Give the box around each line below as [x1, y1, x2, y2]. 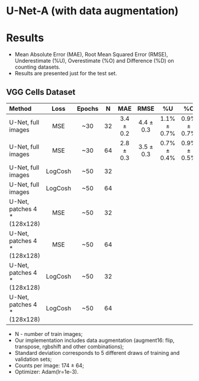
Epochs [76, 104, 99, 113]
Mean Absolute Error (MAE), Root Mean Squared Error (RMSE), [14, 51, 168, 58]
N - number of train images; [14, 330, 83, 337]
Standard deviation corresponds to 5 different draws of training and [14, 349, 180, 356]
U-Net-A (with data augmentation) [6, 4, 179, 18]
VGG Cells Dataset [6, 87, 76, 97]
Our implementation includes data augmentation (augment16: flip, [14, 337, 175, 344]
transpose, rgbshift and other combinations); [14, 342, 124, 350]
